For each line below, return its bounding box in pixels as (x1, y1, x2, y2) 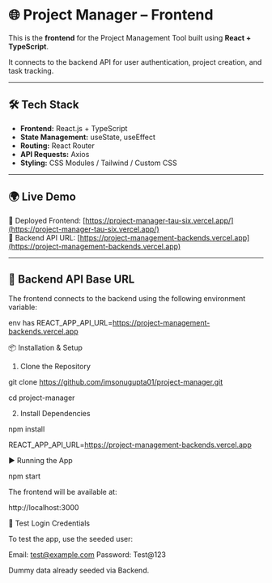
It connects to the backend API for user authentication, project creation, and (8, 57, 262, 66)
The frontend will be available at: (8, 487, 117, 497)
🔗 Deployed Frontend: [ (8, 215, 86, 225)
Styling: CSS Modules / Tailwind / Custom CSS (19, 158, 177, 168)
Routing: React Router (19, 140, 96, 151)
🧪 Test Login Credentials (8, 518, 91, 528)
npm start (8, 471, 41, 481)
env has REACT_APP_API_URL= (8, 318, 113, 328)
